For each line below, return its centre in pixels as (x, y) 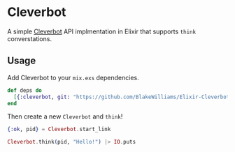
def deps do (24, 90)
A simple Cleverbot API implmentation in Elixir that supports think (102, 31)
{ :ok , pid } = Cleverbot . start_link (59, 130)
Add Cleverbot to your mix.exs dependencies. (73, 77)
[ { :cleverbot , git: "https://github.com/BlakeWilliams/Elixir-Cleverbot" (123, 97)
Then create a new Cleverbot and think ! (65, 116)
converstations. (30, 38)
